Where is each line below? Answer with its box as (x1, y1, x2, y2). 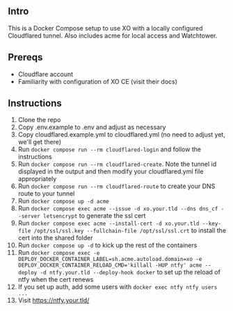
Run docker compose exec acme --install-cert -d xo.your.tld (17, 219, 200, 228)
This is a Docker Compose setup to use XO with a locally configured (8, 24, 204, 32)
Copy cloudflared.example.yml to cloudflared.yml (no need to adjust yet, (17, 131, 225, 139)
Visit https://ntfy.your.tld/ (17, 296, 90, 305)
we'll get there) (17, 138, 62, 146)
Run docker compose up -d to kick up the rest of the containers (17, 241, 198, 249)
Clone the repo (17, 116, 61, 124)
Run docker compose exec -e (17, 249, 100, 257)
